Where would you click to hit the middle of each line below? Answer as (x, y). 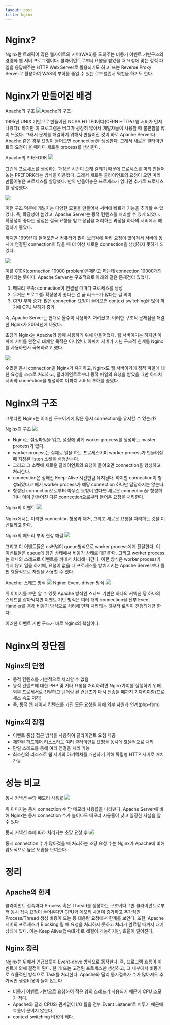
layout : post (19, 10)
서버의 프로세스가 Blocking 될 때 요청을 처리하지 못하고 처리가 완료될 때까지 (80, 924)
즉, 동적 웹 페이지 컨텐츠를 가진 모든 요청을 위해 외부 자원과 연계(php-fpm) (86, 704)
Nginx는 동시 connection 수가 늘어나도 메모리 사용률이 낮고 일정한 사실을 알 (86, 815)
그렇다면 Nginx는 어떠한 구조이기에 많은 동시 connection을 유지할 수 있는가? (81, 418)
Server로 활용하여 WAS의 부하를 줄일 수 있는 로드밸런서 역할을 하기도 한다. (79, 74)
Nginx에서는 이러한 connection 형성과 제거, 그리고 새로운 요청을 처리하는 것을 (82, 519)
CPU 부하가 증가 (38, 307)
